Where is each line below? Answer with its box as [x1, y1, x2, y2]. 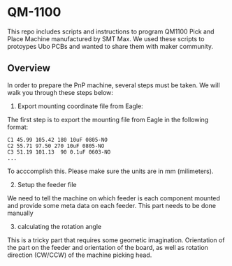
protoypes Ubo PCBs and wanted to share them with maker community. [7, 42, 213, 50]
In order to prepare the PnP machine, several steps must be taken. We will [7, 81, 220, 89]
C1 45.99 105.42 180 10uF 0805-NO [7, 136, 108, 143]
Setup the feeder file [17, 180, 77, 189]
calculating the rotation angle [17, 222, 102, 230]
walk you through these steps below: [7, 88, 114, 96]
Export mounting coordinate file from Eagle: [17, 102, 143, 110]
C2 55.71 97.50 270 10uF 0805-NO [7, 142, 105, 149]
